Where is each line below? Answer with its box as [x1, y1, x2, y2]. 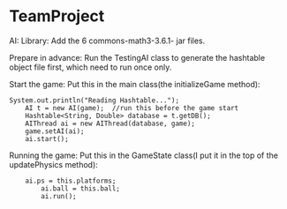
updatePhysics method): [9, 159, 99, 169]
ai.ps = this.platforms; [25, 176, 117, 185]
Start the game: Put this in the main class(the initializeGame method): [9, 78, 261, 89]
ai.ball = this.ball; [41, 183, 121, 193]
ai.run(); [41, 191, 77, 200]
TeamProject [9, 6, 105, 26]
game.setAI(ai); [25, 126, 86, 136]
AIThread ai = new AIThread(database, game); [25, 119, 196, 128]
